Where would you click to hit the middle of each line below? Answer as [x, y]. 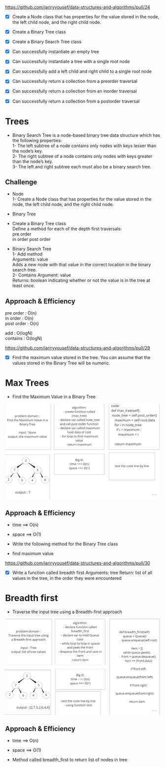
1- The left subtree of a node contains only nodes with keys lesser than [84, 146]
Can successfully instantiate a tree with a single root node [71, 62]
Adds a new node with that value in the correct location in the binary [82, 265]
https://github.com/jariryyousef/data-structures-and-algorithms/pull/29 [78, 348]
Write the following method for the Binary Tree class [65, 544]
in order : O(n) [19, 319]
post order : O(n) [22, 323]
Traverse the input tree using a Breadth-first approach [67, 612]
